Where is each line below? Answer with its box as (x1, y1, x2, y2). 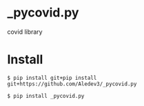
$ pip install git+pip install (7, 74, 97, 81)
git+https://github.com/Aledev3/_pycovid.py (7, 81, 137, 87)
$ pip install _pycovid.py (7, 92, 85, 99)
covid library (7, 28, 43, 36)
